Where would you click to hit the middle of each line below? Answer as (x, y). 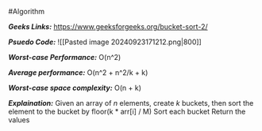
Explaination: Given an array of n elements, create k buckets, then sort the (131, 103)
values (19, 120)
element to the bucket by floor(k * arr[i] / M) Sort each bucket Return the (127, 111)
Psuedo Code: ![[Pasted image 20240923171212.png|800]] (105, 42)
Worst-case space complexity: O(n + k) (75, 88)
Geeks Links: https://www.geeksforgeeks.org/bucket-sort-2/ (108, 26)
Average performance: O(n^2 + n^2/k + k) (78, 73)
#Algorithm (27, 11)
